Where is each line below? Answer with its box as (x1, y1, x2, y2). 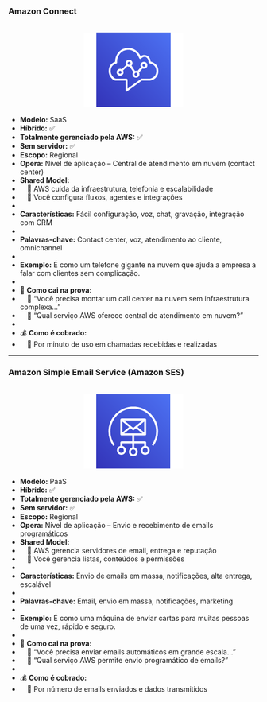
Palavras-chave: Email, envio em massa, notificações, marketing (19, 596, 234, 606)
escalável (19, 579, 52, 589)
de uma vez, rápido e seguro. (19, 622, 117, 631)
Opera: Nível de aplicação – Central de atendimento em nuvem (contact (19, 159, 256, 169)
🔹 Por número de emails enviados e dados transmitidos (26, 684, 208, 693)
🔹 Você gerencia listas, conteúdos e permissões (26, 554, 185, 564)
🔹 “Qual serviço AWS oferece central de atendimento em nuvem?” (26, 311, 244, 320)
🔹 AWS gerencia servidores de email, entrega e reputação (26, 545, 217, 555)
